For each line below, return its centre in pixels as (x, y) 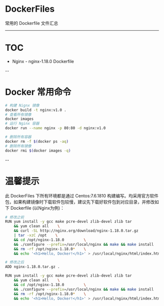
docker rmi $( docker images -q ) (38, 151)
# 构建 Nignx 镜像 (22, 105)
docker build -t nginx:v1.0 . (36, 110)
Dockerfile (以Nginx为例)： (38, 208)
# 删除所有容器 (18, 137)
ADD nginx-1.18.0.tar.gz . (32, 267)
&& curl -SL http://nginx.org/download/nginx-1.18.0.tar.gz (76, 231)
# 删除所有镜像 (18, 146)
